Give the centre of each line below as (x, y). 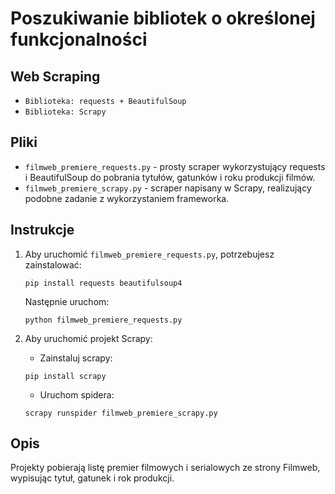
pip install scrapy (65, 376)
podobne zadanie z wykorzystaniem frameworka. (127, 198)
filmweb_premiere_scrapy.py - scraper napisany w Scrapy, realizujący (168, 188)
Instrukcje (42, 230)
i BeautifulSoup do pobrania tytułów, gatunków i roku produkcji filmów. (170, 177)
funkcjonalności (79, 39)
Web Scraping (55, 76)
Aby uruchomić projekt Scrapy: (88, 338)
